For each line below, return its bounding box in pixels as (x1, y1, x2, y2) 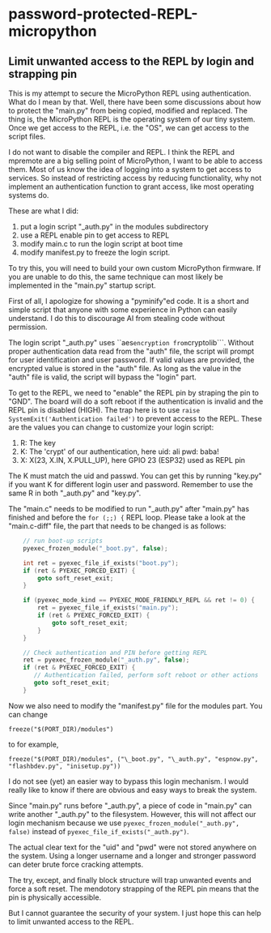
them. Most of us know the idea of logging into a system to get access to (8, 165, 252, 174)
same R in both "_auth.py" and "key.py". (8, 488, 142, 498)
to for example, (8, 739, 59, 749)
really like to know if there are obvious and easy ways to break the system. (8, 785, 257, 794)
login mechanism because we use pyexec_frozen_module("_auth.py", (8, 818, 240, 828)
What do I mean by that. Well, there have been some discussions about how (8, 97, 261, 106)
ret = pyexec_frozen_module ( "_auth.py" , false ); (23, 656, 190, 665)
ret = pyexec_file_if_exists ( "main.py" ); (37, 604, 180, 612)
